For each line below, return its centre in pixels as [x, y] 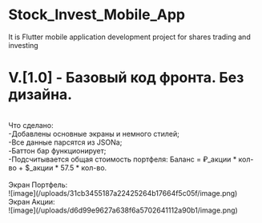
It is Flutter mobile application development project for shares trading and [129, 37]
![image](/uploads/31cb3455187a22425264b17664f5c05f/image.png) [123, 193]
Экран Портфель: [38, 185]
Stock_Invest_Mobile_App [97, 15]
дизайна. [40, 95]
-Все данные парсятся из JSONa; [65, 142]
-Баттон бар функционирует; [57, 150]
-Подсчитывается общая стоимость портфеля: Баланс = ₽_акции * [123, 159]
